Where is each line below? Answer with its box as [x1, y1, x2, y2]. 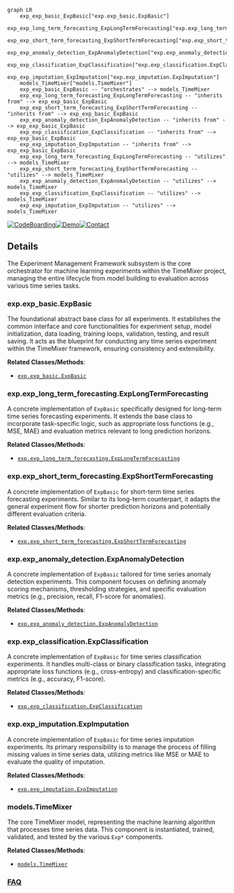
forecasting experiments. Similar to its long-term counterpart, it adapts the [7, 494, 221, 503]
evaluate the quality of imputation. [7, 758, 105, 766]
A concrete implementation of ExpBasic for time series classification [7, 653, 202, 661]
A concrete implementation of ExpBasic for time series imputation [7, 735, 194, 744]
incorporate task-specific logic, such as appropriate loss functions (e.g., [7, 420, 214, 428]
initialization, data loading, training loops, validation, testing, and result [7, 330, 209, 338]
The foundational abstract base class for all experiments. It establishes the [7, 315, 221, 323]
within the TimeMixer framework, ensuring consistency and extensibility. [7, 344, 215, 353]
